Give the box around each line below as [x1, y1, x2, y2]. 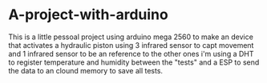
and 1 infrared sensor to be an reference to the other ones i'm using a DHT [8, 49, 254, 58]
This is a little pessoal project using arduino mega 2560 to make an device [8, 32, 254, 41]
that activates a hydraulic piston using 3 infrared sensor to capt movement [8, 40, 254, 49]
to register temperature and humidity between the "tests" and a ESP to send [8, 57, 260, 67]
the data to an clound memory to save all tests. [8, 65, 163, 75]
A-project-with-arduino [8, 6, 168, 24]
